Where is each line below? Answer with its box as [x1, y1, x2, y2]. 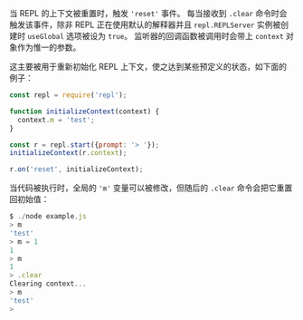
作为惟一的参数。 [16, 42, 81, 53]
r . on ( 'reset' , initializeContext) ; [9, 165, 144, 174]
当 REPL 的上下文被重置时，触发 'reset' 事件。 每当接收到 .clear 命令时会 [9, 8, 288, 18]
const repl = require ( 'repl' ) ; [9, 91, 128, 100]
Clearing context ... [9, 279, 88, 288]
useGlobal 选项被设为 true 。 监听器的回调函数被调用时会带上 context [26, 31, 284, 41]
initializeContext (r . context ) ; [9, 149, 128, 158]
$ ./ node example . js [9, 212, 88, 221]
